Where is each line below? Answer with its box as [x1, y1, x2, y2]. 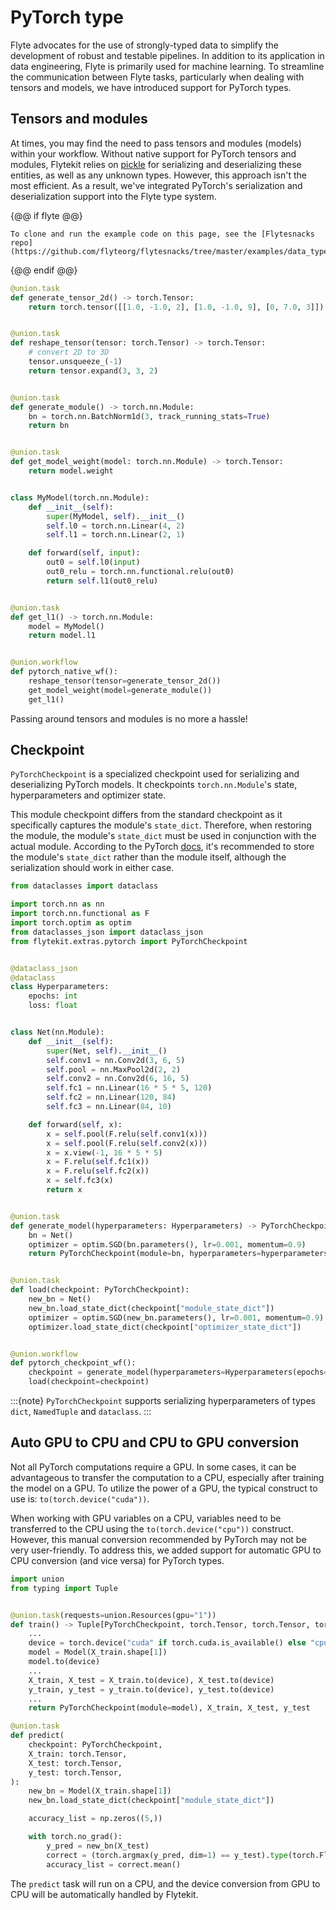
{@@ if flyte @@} [10, 209, 83, 221]
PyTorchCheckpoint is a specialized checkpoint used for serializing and [10, 768, 300, 780]
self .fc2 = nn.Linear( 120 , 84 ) [46, 1092, 177, 1103]
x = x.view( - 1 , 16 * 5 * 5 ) [46, 1147, 163, 1158]
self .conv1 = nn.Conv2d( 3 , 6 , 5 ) [46, 1055, 186, 1065]
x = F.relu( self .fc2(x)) [46, 1166, 150, 1176]
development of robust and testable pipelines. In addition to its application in [10, 49, 325, 61]
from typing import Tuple [10, 1583, 118, 1593]
